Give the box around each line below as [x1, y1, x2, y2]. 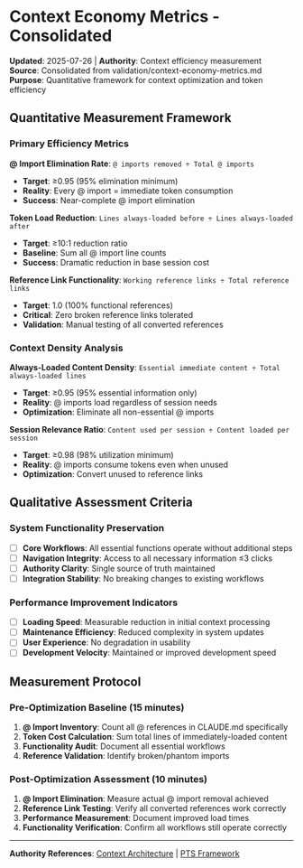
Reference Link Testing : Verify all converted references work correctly [22, 803, 287, 814]
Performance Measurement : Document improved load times [22, 813, 250, 824]
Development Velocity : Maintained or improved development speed [22, 648, 277, 658]
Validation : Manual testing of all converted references [22, 319, 224, 330]
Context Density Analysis [9, 341, 124, 354]
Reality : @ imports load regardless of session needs [22, 397, 218, 407]
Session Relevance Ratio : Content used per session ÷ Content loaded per [9, 424, 290, 434]
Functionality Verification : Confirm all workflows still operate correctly [22, 822, 287, 833]
